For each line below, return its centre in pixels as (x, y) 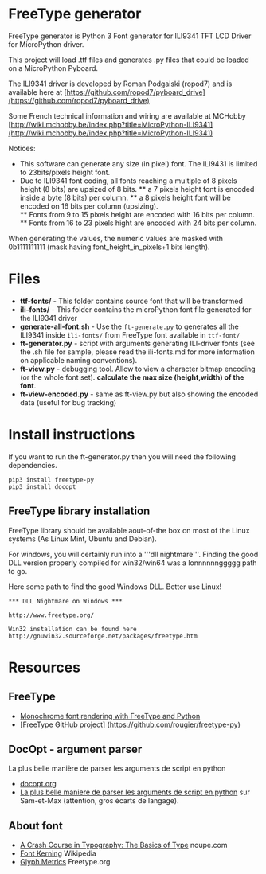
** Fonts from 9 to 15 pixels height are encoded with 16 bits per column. (137, 214)
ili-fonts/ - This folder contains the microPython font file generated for (136, 309)
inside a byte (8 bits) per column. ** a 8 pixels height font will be (125, 197)
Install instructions (72, 435)
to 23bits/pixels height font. (65, 172)
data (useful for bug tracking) (68, 402)
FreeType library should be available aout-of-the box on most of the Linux (129, 530)
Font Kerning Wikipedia (58, 853)
